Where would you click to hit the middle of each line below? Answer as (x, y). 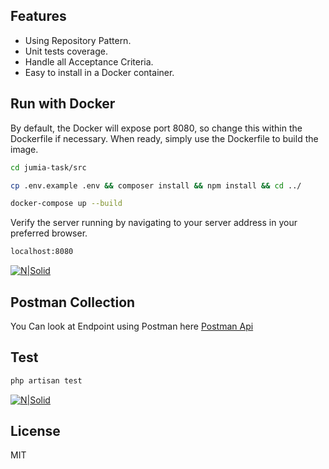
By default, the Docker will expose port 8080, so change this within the (156, 128)
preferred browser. (49, 233)
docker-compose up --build (66, 204)
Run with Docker (63, 104)
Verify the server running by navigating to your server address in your (154, 223)
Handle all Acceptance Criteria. (89, 61)
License (35, 431)
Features (38, 16)
